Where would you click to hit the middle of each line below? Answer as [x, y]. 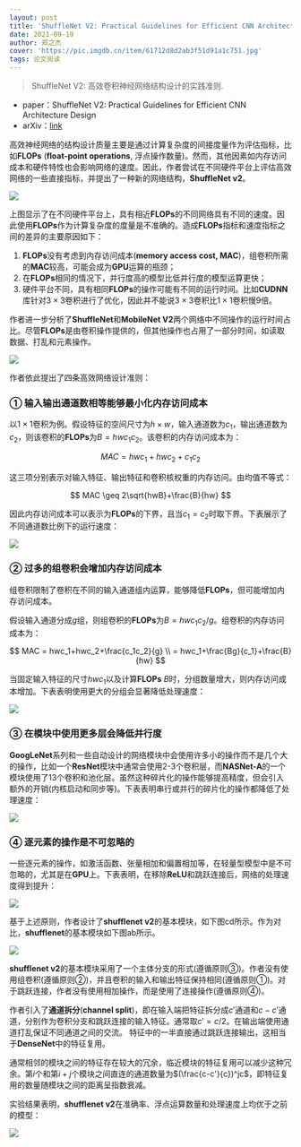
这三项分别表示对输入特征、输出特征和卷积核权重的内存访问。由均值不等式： [150, 477]
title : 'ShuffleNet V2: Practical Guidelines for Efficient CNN [132, 26]
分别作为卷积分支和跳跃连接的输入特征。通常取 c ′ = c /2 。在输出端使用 [153, 1021]
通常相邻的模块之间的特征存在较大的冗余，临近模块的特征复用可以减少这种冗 [150, 1062]
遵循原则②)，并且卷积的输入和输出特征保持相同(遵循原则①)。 [161, 979]
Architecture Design [59, 115]
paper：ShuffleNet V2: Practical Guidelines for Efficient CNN [134, 105]
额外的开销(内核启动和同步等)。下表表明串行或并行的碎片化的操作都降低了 [146, 789]
